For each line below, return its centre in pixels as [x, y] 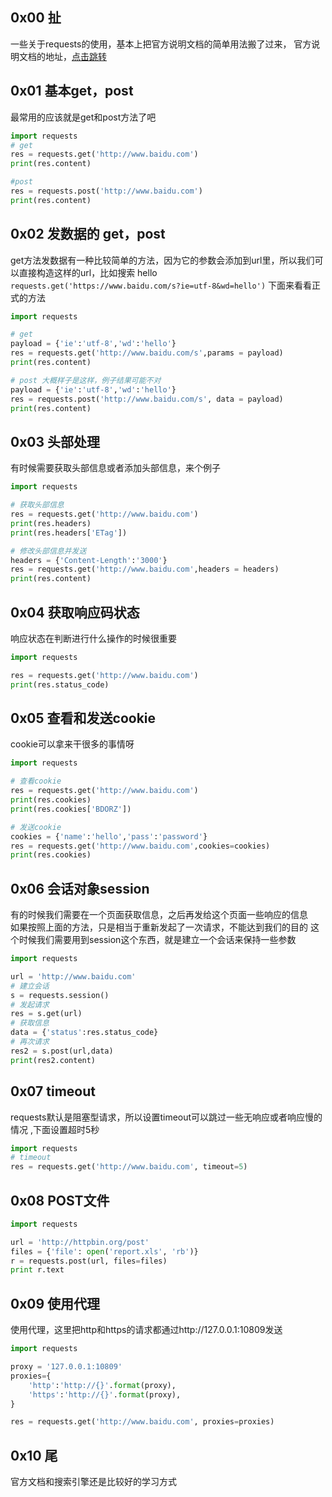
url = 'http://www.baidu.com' [73, 976]
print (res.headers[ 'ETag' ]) [69, 533]
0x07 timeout [53, 1091]
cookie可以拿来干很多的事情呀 [72, 744]
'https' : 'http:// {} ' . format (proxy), [105, 1394]
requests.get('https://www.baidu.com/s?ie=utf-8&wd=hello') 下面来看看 [161, 285]
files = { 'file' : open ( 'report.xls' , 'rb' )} [104, 1251]
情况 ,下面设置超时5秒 [55, 1129]
